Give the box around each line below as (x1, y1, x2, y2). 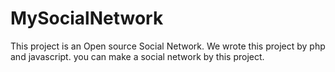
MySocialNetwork (10, 7, 164, 30)
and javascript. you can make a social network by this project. (10, 50, 265, 62)
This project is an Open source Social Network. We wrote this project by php (10, 40, 326, 52)
